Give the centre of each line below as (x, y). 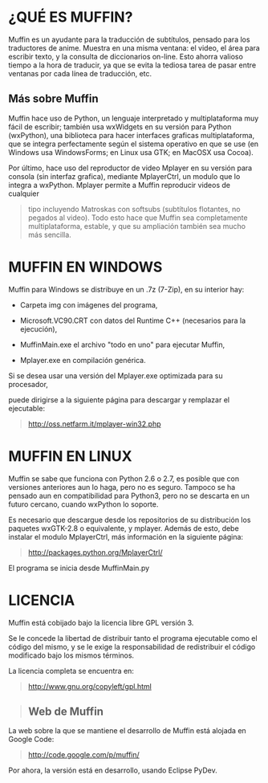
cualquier (24, 194)
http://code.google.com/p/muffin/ (84, 755)
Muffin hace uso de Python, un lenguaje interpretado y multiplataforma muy (134, 118)
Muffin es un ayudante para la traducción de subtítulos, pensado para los (129, 39)
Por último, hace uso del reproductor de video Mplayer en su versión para (130, 168)
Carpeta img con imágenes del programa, (89, 304)
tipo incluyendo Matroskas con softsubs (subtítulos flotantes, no (134, 209)
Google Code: (31, 740)
